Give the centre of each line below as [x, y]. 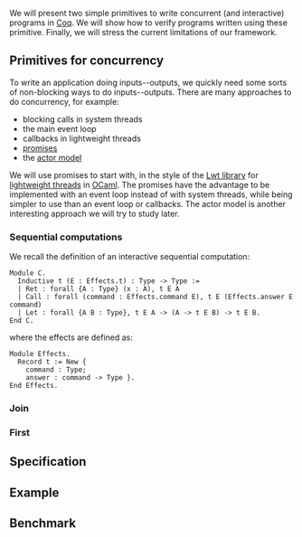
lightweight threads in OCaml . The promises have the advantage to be [140, 184]
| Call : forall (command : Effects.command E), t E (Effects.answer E [156, 297]
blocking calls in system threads [82, 119]
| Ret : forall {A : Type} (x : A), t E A [99, 289]
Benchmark [43, 523]
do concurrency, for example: [64, 101]
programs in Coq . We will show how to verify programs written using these [148, 23]
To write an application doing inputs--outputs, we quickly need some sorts [148, 82]
